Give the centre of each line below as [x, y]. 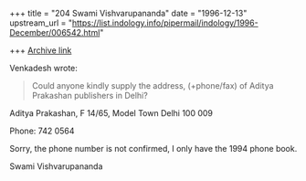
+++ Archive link [41, 50]
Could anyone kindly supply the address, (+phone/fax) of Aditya [153, 85]
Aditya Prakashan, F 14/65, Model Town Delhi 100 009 [111, 113]
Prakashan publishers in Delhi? [90, 96]
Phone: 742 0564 [42, 131]
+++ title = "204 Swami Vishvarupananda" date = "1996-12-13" [128, 13]
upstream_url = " [41, 23]
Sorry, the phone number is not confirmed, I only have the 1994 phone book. [153, 149]
